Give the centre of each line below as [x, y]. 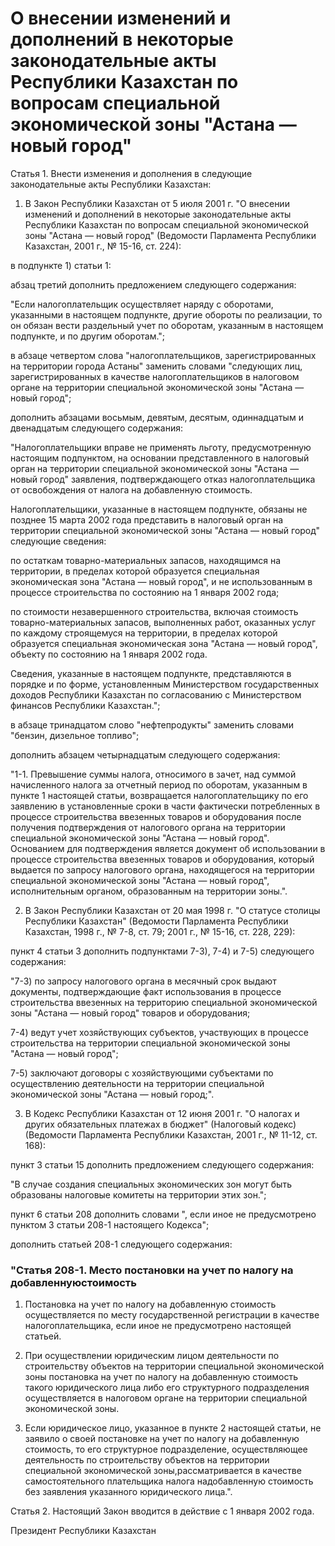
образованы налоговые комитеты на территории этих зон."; [138, 1194]
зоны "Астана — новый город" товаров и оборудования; [130, 1013]
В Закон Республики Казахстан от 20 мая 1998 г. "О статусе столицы [172, 910]
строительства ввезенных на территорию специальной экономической [164, 1002]
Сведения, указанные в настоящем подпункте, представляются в [151, 673]
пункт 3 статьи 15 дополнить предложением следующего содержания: [162, 1164]
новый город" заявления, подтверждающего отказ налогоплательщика [163, 479]
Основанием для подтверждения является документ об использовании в [168, 848]
